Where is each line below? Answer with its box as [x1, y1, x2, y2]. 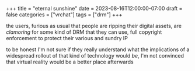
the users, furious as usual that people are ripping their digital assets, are [6, 23, 182, 29]
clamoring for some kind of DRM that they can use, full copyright [6, 29, 162, 35]
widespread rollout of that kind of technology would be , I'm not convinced [6, 52, 184, 59]
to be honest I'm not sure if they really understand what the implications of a [6, 46, 190, 53]
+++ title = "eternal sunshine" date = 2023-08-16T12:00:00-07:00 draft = [6, 5, 183, 12]
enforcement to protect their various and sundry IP [6, 35, 128, 41]
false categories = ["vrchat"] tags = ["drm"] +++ [6, 11, 123, 18]
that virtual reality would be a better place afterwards [6, 58, 134, 65]
